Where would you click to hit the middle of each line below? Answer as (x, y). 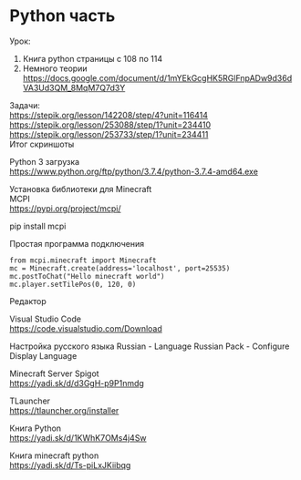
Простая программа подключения (77, 243)
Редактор (28, 301)
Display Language (43, 355)
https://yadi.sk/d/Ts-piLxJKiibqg (70, 465)
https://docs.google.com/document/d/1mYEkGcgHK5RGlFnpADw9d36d (157, 77)
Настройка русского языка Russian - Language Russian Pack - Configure (150, 346)
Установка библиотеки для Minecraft (81, 189)
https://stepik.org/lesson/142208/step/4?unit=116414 (109, 115)
